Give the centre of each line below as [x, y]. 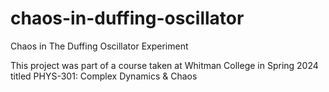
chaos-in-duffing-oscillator [127, 18]
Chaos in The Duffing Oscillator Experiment [99, 46]
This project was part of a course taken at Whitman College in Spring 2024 [164, 65]
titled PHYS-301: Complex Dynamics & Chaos [104, 76]
